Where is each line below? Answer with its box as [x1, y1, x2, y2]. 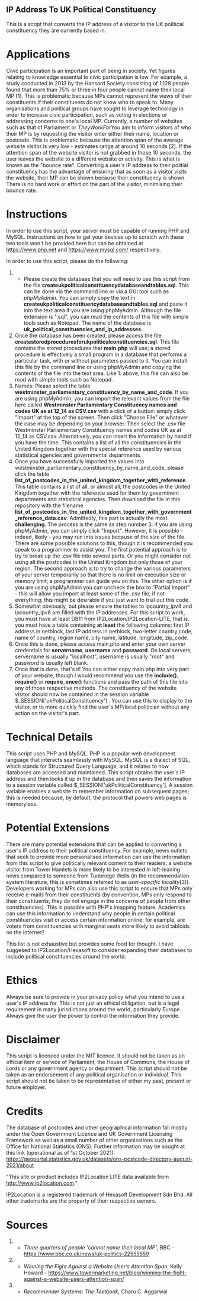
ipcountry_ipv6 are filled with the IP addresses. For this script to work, [14, 608, 185, 616]
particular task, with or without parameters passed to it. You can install [14, 357, 187, 364]
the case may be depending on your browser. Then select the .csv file [14, 420, 185, 427]
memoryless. [6, 800, 38, 807]
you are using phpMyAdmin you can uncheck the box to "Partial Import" [14, 584, 191, 591]
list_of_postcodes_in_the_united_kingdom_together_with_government [14, 508, 192, 515]
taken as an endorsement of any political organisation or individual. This [6, 1071, 182, 1078]
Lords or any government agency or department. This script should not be [6, 1065, 188, 1072]
